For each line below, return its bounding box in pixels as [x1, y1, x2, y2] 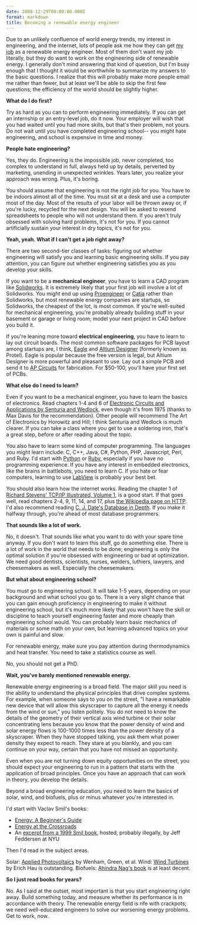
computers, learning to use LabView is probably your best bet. [6, 474, 157, 481]
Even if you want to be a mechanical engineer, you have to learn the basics [6, 393, 188, 401]
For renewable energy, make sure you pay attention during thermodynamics [6, 642, 190, 650]
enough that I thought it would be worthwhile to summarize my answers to [6, 67, 186, 74]
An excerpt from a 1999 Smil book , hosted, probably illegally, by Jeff [14, 829, 181, 837]
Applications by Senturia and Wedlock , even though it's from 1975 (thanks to [6, 406, 191, 413]
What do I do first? [6, 97, 52, 104]
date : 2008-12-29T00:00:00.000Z [6, 8, 85, 15]
